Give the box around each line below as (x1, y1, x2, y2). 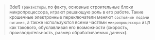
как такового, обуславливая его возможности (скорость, (9, 25, 128, 30)
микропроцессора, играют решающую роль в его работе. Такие (9, 9, 144, 15)
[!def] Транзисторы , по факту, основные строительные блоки (9, 4, 134, 10)
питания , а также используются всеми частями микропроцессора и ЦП (9, 19, 150, 25)
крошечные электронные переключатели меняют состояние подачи (9, 14, 149, 20)
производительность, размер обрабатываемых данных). (9, 30, 128, 35)
